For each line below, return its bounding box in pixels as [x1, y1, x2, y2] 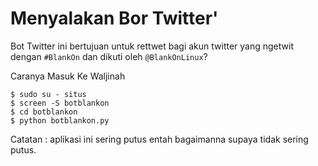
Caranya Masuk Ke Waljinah [10, 70, 126, 82]
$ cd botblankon [10, 107, 78, 117]
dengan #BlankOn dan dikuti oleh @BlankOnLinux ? [10, 50, 208, 62]
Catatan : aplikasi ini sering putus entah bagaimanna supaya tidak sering [10, 133, 309, 145]
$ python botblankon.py [10, 115, 110, 126]
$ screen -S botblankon [10, 98, 110, 108]
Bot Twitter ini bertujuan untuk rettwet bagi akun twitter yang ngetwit [10, 40, 294, 52]
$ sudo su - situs [10, 89, 87, 99]
